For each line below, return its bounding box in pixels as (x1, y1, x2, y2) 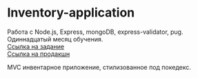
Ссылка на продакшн (7, 50, 70, 58)
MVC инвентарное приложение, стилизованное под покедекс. (7, 63, 192, 71)
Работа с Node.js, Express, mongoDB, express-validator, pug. (7, 28, 184, 36)
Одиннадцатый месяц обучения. (7, 35, 103, 43)
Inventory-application (7, 5, 135, 21)
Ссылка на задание (7, 42, 64, 50)
